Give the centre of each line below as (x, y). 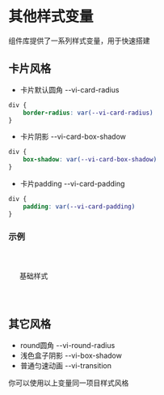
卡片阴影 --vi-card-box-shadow (73, 137)
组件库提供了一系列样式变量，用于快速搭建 (79, 41)
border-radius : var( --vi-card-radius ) (88, 113)
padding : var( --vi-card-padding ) (79, 206)
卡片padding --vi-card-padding (72, 184)
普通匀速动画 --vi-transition (65, 365)
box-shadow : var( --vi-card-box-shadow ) (90, 160)
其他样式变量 (51, 17)
